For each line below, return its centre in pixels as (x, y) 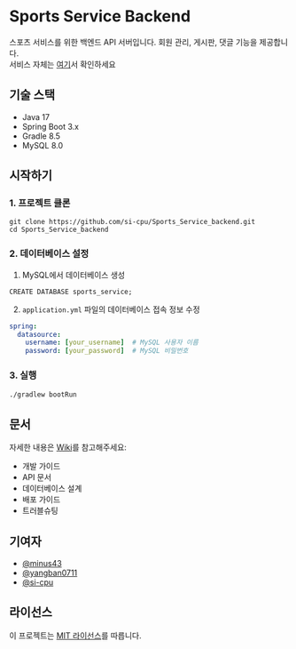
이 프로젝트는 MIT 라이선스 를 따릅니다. (75, 635)
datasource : (39, 334)
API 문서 (36, 477)
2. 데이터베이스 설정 (49, 253)
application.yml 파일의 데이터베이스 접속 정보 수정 (111, 309)
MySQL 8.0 (43, 145)
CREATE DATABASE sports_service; (71, 292)
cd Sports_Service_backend (59, 230)
